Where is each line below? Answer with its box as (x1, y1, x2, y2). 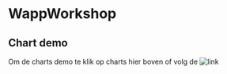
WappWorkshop (8, 5, 117, 23)
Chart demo (8, 36, 69, 50)
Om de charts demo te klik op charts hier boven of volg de (8, 57, 199, 66)
